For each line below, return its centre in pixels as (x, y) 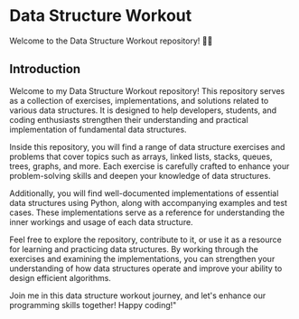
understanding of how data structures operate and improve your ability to (146, 268)
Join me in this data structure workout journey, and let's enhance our (138, 296)
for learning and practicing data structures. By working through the (134, 249)
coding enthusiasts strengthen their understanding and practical (129, 119)
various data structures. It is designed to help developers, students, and (143, 110)
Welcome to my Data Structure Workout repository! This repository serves (147, 90)
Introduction (45, 69)
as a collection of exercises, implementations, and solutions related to (139, 100)
